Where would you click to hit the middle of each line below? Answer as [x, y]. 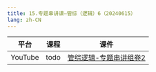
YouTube [25, 57]
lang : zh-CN [24, 20]
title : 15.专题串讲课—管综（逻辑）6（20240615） [71, 13]
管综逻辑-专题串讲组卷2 [107, 58]
